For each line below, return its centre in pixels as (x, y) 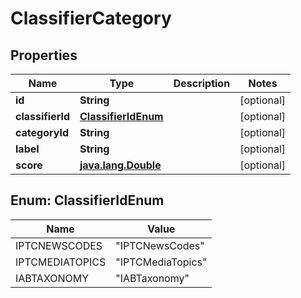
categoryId (42, 132)
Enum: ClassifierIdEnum (87, 200)
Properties (44, 55)
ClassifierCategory (91, 18)
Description (202, 83)
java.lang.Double (120, 165)
